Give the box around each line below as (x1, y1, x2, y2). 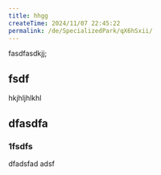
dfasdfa (8, 116, 48, 130)
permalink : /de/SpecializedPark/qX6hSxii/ (8, 26, 153, 35)
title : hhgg (8, 11, 48, 20)
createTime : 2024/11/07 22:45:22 (8, 19, 121, 27)
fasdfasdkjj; (8, 49, 47, 59)
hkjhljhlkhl (8, 93, 42, 103)
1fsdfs (8, 140, 34, 152)
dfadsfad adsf (8, 158, 55, 169)
